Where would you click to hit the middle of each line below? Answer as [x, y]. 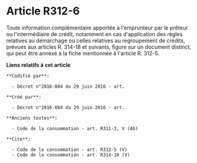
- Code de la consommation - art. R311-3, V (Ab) [75, 128]
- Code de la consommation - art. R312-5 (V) [70, 149]
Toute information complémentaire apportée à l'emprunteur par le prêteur [97, 28]
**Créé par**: [24, 97]
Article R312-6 [43, 11]
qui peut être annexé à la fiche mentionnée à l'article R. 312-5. [83, 53]
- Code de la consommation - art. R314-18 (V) [71, 155]
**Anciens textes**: [32, 118]
